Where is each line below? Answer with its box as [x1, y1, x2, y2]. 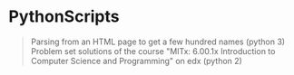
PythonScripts [8, 6, 120, 27]
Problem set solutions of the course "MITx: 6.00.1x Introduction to [30, 45, 276, 56]
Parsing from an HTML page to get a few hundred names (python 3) [30, 36, 286, 47]
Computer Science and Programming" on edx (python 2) [30, 55, 242, 66]
